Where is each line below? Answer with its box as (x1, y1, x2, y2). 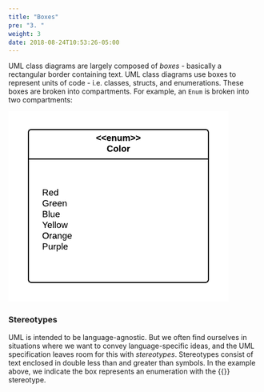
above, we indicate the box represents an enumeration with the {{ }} (8, 366, 230, 376)
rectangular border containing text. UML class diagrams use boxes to (8, 70, 237, 79)
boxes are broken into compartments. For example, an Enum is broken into (8, 86, 250, 96)
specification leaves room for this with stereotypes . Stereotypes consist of (8, 349, 254, 359)
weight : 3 (8, 30, 42, 38)
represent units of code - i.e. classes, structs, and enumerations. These (8, 78, 244, 88)
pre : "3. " (8, 21, 45, 30)
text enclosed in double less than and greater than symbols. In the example (8, 358, 256, 367)
